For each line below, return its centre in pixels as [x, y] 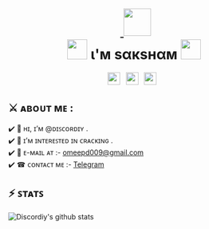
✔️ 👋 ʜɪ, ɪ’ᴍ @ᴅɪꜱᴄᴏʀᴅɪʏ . [48, 128]
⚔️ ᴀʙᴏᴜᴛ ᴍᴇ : [41, 108]
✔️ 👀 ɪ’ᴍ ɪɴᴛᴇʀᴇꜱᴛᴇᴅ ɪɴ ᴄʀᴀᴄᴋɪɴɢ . [61, 140]
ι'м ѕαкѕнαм [134, 55]
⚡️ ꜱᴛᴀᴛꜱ [26, 193]
